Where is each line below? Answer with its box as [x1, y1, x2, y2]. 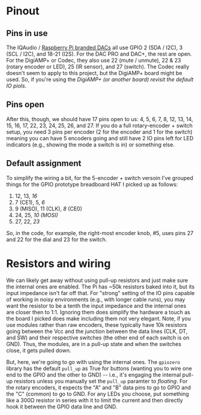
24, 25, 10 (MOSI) [14, 211, 58, 218]
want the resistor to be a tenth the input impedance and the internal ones [6, 302, 187, 309]
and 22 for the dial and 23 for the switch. [6, 236, 107, 243]
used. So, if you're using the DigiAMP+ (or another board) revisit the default [6, 76, 194, 83]
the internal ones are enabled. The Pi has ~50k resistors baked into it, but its [6, 283, 195, 290]
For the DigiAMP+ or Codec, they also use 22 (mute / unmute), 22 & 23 [6, 57, 181, 64]
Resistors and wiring [6, 257, 111, 270]
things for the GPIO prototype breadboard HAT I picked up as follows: [6, 181, 178, 188]
